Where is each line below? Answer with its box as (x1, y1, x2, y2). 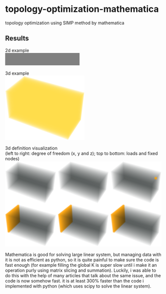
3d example (5, 70, 29, 76)
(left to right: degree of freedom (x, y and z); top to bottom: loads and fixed (5, 150, 158, 156)
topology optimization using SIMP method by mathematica (5, 20, 125, 26)
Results (5, 34, 29, 43)
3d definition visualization (5, 145, 58, 151)
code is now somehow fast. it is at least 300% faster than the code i (5, 278, 144, 284)
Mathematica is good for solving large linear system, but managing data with (5, 251, 162, 258)
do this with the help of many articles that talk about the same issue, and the (5, 273, 161, 279)
